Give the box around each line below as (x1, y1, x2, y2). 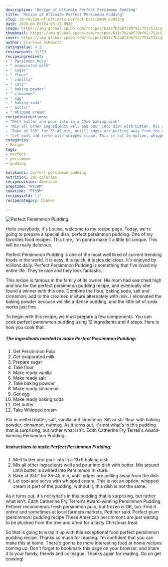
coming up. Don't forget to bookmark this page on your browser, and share (5, 545, 160, 551)
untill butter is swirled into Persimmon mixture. (12, 467, 109, 473)
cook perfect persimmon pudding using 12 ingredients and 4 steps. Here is (5, 319, 159, 325)
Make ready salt (12, 375, 46, 381)
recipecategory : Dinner (5, 198, 55, 203)
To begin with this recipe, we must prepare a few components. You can (5, 314, 152, 320)
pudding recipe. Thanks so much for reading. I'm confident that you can (5, 534, 154, 540)
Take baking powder (12, 380, 55, 386)
